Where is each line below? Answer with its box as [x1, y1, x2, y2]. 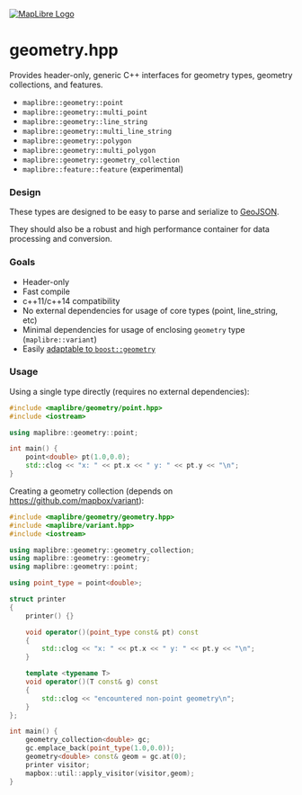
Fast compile [22, 286, 70, 297]
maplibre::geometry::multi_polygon [22, 146, 156, 155]
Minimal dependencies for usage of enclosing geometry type [22, 324, 245, 335]
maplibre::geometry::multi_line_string [22, 127, 173, 136]
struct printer [9, 594, 67, 604]
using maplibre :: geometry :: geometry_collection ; [9, 545, 195, 555]
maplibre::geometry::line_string [22, 117, 148, 126]
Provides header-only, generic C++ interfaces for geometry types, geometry [9, 69, 293, 80]
